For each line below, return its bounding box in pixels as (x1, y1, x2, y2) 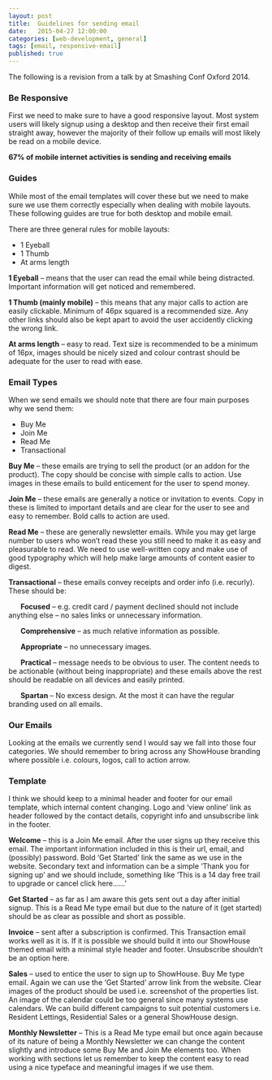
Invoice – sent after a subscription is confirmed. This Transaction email (8, 927, 246, 937)
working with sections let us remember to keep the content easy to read (8, 1054, 249, 1064)
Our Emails (8, 719, 53, 731)
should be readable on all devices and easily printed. (8, 674, 185, 684)
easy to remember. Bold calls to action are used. (8, 511, 171, 521)
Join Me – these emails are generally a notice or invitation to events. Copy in (8, 493, 264, 504)
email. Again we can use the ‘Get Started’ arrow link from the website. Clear (8, 978, 262, 987)
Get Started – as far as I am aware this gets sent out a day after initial (8, 895, 240, 904)
